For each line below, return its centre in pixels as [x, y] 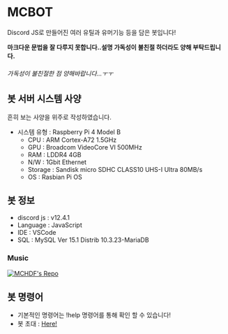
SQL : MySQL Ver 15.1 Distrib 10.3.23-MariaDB [83, 240]
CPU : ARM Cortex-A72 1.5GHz [72, 140]
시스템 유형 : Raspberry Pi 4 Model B [69, 132]
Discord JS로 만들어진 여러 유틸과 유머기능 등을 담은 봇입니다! [92, 32]
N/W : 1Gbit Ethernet [57, 162]
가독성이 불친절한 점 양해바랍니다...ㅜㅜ [60, 73]
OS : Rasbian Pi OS [55, 177]
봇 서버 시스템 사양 [44, 99]
